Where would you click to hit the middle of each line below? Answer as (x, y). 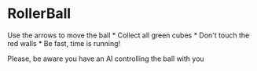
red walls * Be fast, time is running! (64, 43)
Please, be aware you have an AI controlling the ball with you (106, 59)
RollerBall (39, 14)
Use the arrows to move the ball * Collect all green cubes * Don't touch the (128, 35)
